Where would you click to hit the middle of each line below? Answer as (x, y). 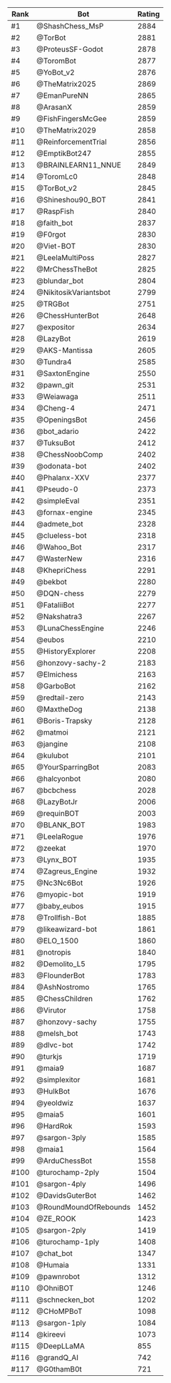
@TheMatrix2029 (66, 130)
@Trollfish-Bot (62, 917)
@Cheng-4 (56, 408)
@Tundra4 (54, 362)
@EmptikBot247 (64, 154)
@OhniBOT (55, 1288)
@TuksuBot (56, 443)
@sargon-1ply (62, 1323)
